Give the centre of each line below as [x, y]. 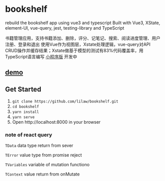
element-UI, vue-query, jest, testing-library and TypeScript [65, 28]
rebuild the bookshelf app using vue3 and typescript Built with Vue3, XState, [83, 23]
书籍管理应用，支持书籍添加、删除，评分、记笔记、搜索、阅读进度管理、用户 [83, 38]
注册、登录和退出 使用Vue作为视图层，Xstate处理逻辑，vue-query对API [78, 44]
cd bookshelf [26, 107]
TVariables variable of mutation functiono [47, 165]
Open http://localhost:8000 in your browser [56, 122]
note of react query [29, 135]
